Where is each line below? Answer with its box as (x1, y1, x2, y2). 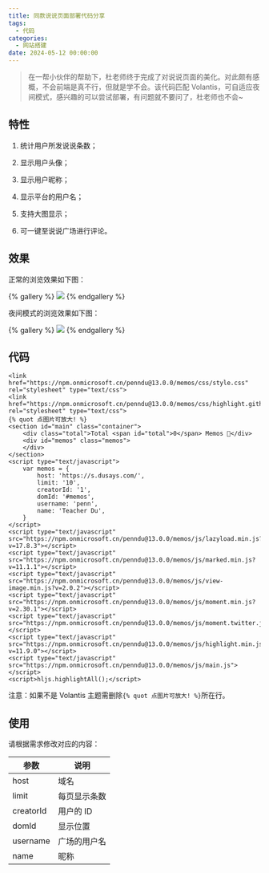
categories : (8, 34, 48, 43)
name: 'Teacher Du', (37, 507, 106, 515)
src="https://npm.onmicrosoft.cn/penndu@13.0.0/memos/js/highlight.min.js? (8, 640, 267, 648)
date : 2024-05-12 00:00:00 (8, 49, 98, 57)
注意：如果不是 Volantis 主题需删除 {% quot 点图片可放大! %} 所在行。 (8, 691, 230, 700)
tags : (8, 19, 26, 27)
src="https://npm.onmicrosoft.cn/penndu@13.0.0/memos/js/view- (8, 577, 224, 586)
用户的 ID (58, 806, 93, 817)
